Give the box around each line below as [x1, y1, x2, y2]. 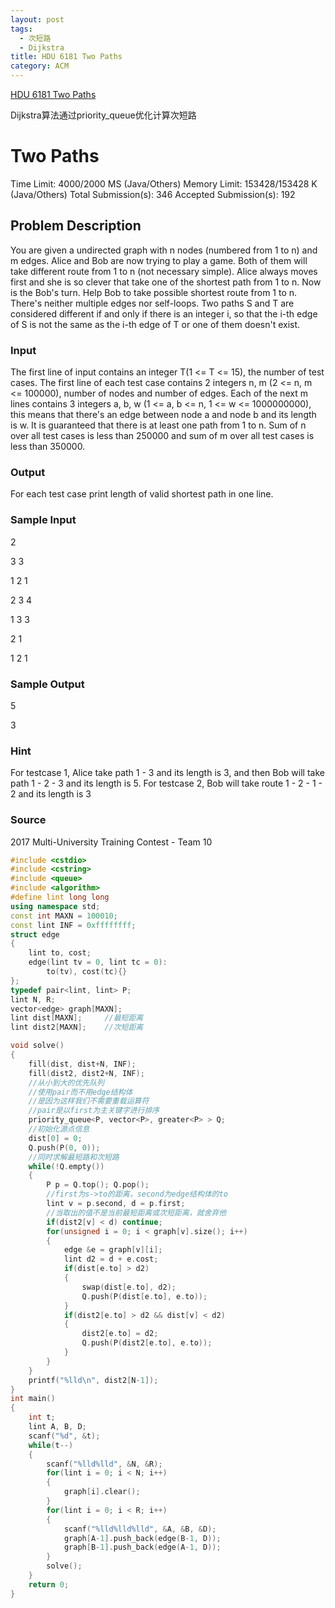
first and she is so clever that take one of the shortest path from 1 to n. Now [10, 276, 322, 288]
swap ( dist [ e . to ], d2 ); [81, 1282, 177, 1292]
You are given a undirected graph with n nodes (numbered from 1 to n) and [10, 244, 318, 256]
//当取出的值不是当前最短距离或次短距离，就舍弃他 [46, 1207, 227, 1218]
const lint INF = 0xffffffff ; [10, 920, 137, 930]
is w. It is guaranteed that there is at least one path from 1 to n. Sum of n [10, 419, 307, 431]
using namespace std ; [10, 901, 101, 911]
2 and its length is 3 [10, 788, 92, 800]
